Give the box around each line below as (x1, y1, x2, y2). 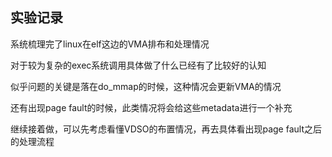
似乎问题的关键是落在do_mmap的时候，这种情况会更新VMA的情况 (10, 80, 282, 92)
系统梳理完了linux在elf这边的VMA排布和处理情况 (10, 38, 210, 50)
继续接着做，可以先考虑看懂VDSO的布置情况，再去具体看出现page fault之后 (10, 123, 322, 135)
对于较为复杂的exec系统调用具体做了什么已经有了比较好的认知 (10, 59, 267, 71)
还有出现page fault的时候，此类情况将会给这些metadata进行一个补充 (10, 101, 293, 113)
